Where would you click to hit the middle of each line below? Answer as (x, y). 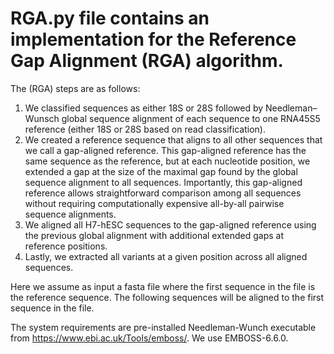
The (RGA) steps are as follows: (75, 88)
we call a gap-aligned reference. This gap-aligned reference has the (165, 150)
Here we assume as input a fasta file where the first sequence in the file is (163, 286)
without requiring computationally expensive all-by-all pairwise (154, 203)
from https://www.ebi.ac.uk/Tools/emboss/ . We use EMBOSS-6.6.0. (149, 338)
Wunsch (42, 118)
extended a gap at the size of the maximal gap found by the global (161, 171)
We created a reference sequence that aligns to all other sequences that (173, 139)
